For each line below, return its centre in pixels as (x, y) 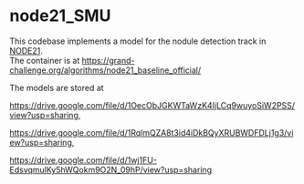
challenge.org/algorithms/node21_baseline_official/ (105, 70)
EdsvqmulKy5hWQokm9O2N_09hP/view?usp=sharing (111, 169)
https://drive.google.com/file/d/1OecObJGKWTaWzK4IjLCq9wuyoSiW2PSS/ (152, 105)
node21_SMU (60, 16)
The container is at (45, 60)
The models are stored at (57, 87)
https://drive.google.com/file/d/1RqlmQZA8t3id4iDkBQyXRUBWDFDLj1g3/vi (152, 132)
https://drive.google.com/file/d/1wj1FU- (84, 159)
